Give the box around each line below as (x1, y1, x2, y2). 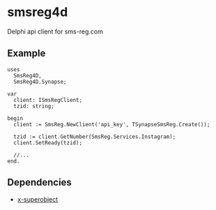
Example (7, 47, 46, 59)
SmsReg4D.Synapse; (13, 78, 68, 85)
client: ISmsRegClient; (13, 96, 82, 103)
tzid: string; (13, 103, 54, 110)
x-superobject (17, 195, 59, 203)
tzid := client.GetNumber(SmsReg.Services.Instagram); (13, 133, 176, 140)
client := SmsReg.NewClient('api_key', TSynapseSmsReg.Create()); (13, 121, 210, 128)
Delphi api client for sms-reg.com (7, 27, 103, 36)
